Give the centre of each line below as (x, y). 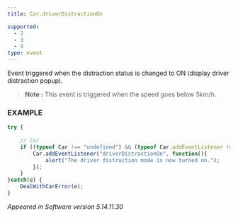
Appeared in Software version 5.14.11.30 (66, 207)
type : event (25, 53)
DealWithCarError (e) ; (52, 187)
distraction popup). (35, 81)
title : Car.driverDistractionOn (55, 14)
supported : (23, 27)
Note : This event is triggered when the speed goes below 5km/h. (120, 94)
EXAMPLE (25, 113)
